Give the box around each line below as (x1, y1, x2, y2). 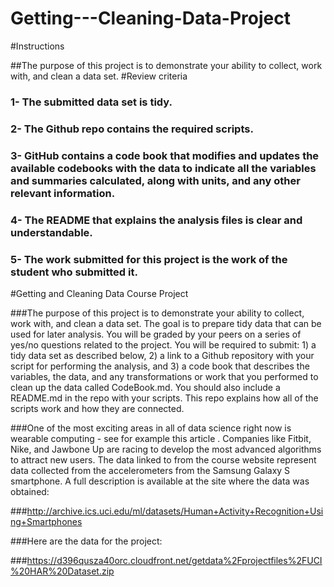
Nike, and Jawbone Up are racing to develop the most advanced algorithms (10, 443, 322, 455)
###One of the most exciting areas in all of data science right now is (10, 422, 292, 434)
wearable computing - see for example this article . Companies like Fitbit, (10, 432, 312, 444)
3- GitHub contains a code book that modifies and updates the (10, 148, 320, 162)
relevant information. (10, 186, 116, 200)
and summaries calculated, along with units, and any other (10, 173, 301, 187)
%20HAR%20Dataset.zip (10, 565, 115, 577)
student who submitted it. (10, 265, 138, 279)
